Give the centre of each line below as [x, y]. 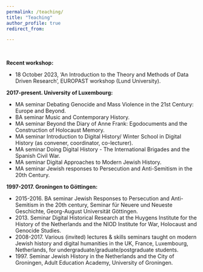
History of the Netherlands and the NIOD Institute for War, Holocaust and [106, 224]
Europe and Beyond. [41, 111]
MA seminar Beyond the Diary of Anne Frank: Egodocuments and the [101, 124]
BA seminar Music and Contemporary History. [72, 117]
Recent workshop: [30, 63]
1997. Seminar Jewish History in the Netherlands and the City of [95, 256]
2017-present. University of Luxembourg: [60, 93]
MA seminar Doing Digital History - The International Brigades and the [102, 149]
